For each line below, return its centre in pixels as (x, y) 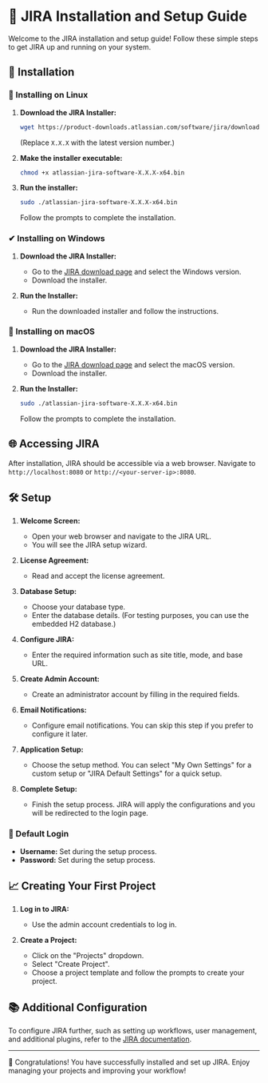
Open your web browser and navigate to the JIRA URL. (121, 536)
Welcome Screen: (50, 521)
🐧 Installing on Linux (48, 95)
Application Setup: (51, 750)
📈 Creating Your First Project (82, 886)
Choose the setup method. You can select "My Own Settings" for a (142, 765)
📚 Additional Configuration (78, 1007)
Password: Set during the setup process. (87, 860)
